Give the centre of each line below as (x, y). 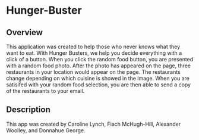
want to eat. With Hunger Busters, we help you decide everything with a (94, 53)
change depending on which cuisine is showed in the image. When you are (98, 78)
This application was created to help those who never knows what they (93, 46)
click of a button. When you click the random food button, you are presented (100, 59)
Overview (25, 32)
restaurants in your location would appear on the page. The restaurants (94, 72)
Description (28, 110)
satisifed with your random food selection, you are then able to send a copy (99, 85)
